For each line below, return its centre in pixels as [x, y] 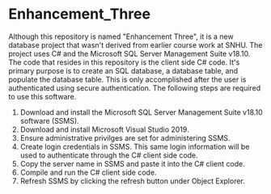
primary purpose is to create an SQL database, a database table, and [123, 70]
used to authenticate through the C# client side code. [109, 155]
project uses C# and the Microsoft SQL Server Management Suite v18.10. [129, 53]
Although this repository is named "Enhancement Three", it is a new [121, 36]
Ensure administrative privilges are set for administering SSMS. [125, 137]
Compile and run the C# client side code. [88, 172]
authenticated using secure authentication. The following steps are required [135, 88]
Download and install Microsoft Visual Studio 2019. [104, 129]
